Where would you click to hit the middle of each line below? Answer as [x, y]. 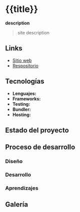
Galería [17, 204]
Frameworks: [26, 99]
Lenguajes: [24, 93]
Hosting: [21, 114]
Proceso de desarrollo [40, 147]
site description [33, 32]
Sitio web [22, 60]
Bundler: [21, 109]
